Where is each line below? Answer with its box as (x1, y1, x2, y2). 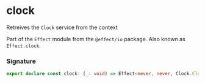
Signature (6, 57, 37, 65)
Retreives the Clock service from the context (6, 24, 118, 31)
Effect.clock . (6, 42, 41, 49)
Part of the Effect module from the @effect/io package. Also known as (6, 35, 186, 42)
